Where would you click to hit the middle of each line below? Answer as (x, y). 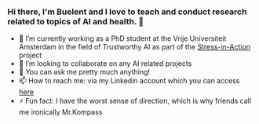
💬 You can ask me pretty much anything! (84, 72)
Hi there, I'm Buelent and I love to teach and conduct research (127, 12)
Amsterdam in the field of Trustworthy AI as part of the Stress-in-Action (135, 47)
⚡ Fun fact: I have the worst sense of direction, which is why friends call (135, 101)
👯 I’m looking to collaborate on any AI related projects (105, 64)
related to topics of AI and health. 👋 (76, 21)
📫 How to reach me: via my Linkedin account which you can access (129, 81)
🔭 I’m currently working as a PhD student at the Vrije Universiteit (122, 38)
